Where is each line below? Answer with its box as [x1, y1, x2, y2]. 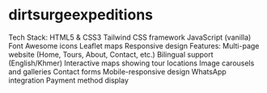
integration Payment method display [8, 75, 129, 85]
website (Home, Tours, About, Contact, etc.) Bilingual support [8, 49, 214, 59]
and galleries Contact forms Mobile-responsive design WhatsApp [8, 66, 227, 76]
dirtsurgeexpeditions [8, 6, 154, 24]
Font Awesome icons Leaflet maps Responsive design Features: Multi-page [8, 40, 260, 50]
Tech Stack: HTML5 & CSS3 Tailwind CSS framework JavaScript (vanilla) [8, 32, 252, 42]
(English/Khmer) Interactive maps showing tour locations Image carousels [8, 58, 255, 68]
